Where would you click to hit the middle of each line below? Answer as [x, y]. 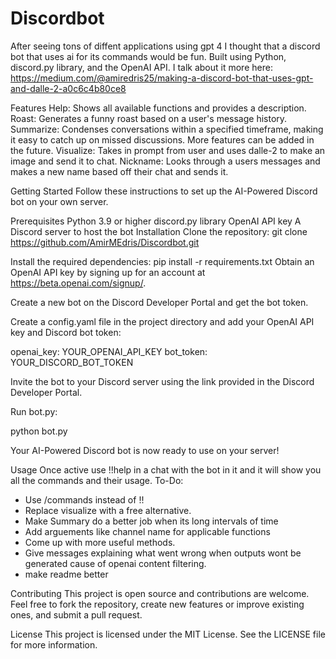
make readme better [66, 574]
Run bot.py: [34, 411]
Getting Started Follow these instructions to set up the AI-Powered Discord [164, 191]
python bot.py [39, 431]
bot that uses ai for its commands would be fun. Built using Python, [148, 56]
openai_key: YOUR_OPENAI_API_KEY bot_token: [109, 351]
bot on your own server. [59, 201]
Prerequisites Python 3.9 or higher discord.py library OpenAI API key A [156, 221]
